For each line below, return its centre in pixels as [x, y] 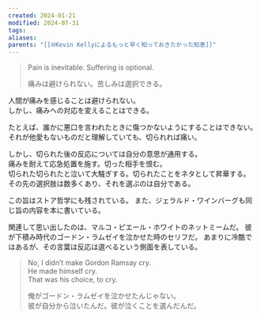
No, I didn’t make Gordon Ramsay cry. [89, 263]
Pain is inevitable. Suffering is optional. [91, 67]
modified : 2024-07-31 [44, 23]
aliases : [23, 38]
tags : [17, 30]
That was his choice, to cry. [72, 280]
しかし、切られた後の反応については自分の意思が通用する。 [105, 154]
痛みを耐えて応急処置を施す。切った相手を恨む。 [87, 164]
